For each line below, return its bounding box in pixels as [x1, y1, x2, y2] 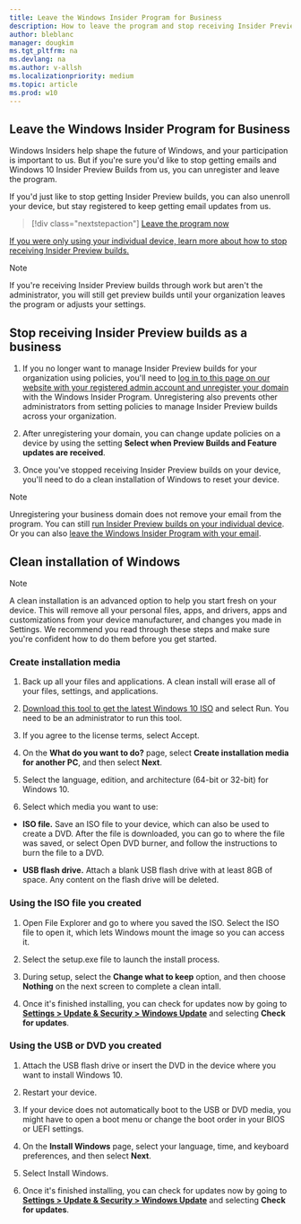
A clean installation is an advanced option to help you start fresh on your [9, 594, 277, 606]
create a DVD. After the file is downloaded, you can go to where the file [21, 828, 285, 840]
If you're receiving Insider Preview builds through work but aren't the [9, 280, 263, 291]
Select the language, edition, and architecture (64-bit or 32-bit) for [21, 774, 269, 786]
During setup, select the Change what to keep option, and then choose [21, 971, 287, 982]
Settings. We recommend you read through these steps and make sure [9, 623, 271, 634]
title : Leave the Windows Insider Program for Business [9, 13, 222, 22]
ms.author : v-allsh [9, 64, 82, 73]
